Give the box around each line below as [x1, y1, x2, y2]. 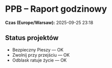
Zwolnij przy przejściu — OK [12, 52, 70, 58]
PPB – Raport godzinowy [5, 3, 107, 15]
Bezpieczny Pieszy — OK [12, 46, 64, 52]
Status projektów [5, 34, 59, 42]
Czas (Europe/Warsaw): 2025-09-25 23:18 [5, 20, 93, 25]
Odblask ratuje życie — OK [12, 57, 67, 63]
